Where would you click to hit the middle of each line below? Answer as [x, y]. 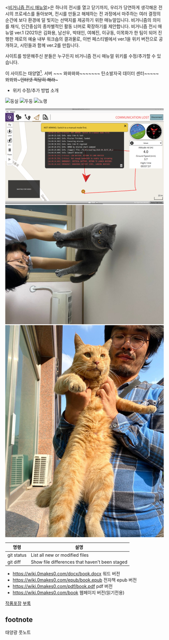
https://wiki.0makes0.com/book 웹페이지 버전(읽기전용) [68, 593]
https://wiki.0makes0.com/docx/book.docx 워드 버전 [66, 574]
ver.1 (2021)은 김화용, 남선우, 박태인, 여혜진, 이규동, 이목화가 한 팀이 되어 [86, 33]
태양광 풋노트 [18, 632]
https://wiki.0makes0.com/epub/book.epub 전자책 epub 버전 [75, 580]
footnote [19, 620]
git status [17, 555]
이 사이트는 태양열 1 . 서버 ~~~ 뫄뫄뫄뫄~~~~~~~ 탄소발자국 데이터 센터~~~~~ [82, 73]
